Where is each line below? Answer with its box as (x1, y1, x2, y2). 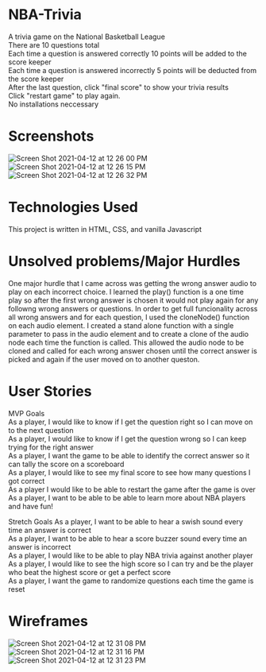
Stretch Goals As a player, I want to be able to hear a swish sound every (8, 516, 244, 526)
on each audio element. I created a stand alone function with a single (8, 320, 234, 330)
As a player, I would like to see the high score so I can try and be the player (8, 558, 254, 569)
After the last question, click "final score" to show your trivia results (8, 82, 229, 92)
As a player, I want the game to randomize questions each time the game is (8, 576, 254, 585)
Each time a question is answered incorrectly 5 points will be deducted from (8, 65, 256, 75)
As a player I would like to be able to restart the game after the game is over (8, 485, 256, 494)
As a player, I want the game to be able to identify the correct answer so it (8, 450, 250, 460)
